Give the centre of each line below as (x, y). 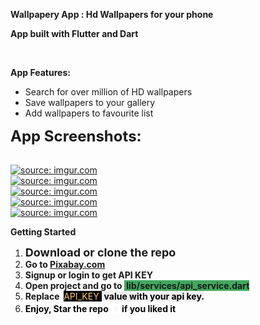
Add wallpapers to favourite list (89, 113)
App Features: (40, 72)
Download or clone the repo (100, 252)
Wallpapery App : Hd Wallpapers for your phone (112, 14)
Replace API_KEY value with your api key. (114, 296)
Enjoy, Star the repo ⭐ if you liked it (100, 308)
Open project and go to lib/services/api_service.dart (137, 285)
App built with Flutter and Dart (74, 33)
